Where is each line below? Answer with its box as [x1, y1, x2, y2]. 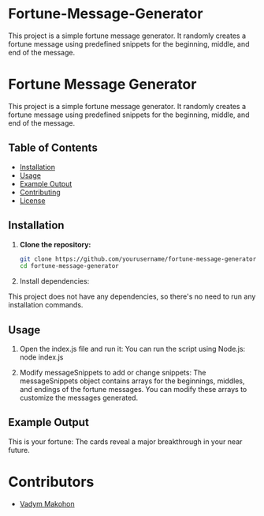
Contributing [19, 187, 61, 197]
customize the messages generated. [19, 393, 139, 403]
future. [8, 445, 30, 454]
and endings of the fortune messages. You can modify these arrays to [19, 385, 247, 394]
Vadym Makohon [19, 499, 75, 508]
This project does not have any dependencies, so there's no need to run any [8, 292, 256, 301]
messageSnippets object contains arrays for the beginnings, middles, [19, 376, 245, 386]
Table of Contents [8, 141, 99, 155]
